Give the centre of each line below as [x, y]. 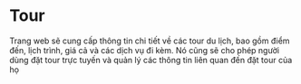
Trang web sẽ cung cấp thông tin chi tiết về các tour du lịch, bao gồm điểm [150, 41]
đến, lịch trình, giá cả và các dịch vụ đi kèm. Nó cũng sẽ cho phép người [144, 50]
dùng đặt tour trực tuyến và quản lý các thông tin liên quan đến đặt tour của [151, 60]
